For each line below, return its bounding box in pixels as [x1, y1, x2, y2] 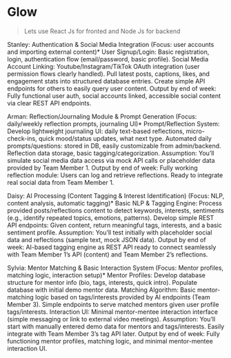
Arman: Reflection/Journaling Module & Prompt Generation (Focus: [7, 112, 197, 121]
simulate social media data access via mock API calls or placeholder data [7, 156, 215, 164]
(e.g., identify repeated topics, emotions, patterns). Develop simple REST [7, 213, 214, 221]
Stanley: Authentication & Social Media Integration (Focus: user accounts [7, 40, 214, 48]
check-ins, [7, 134, 38, 142]
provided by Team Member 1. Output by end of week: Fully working [7, 163, 198, 172]
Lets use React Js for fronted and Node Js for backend [23, 27, 181, 35]
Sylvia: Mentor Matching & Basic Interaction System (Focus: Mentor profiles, [7, 263, 224, 272]
